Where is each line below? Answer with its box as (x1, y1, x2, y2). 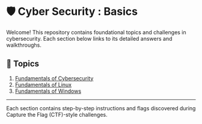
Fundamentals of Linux (14, 81, 72, 88)
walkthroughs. (6, 41, 42, 49)
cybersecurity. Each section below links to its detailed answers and (6, 35, 173, 42)
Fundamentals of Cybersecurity (14, 74, 94, 81)
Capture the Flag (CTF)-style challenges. (6, 111, 108, 118)
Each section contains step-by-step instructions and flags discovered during (6, 104, 196, 111)
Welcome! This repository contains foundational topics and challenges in (6, 28, 186, 36)
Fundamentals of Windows (14, 87, 82, 95)
